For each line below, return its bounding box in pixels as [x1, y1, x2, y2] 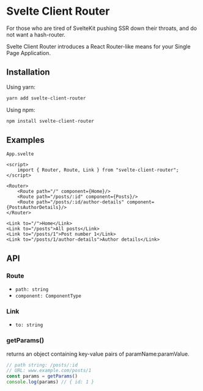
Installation [6, 67, 50, 78]
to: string [15, 322, 43, 328]
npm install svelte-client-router [6, 118, 95, 124]
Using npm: [6, 106, 35, 114]
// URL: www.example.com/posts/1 [6, 368, 92, 374]
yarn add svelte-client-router [6, 95, 86, 101]
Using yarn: [6, 83, 35, 90]
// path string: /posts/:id [6, 362, 78, 368]
